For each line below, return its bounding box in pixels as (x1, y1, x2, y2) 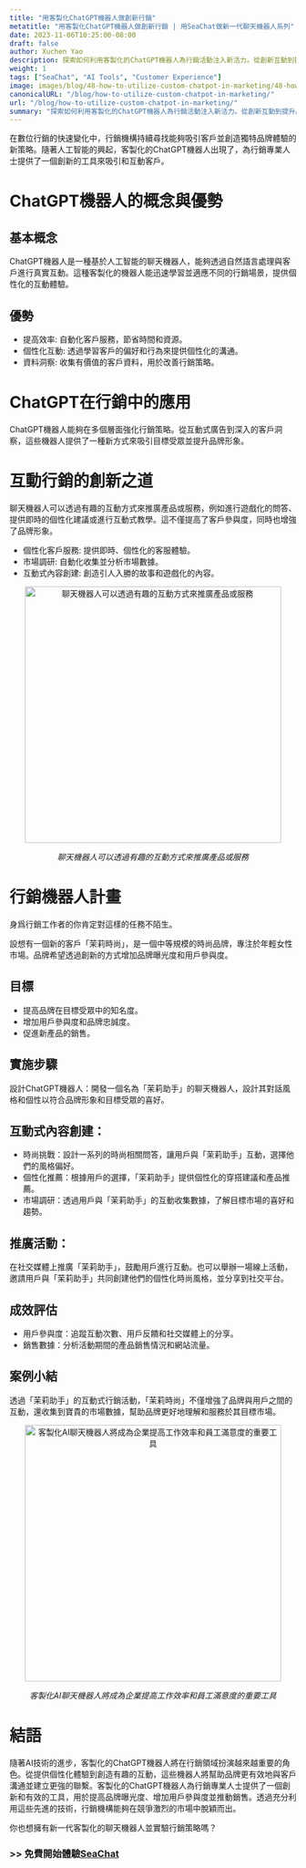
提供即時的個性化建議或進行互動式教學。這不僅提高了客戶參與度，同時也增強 (9, 514, 297, 524)
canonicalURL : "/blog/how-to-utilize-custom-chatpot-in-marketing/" (9, 89, 275, 99)
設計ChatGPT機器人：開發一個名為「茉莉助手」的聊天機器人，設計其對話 (9, 1083, 283, 1094)
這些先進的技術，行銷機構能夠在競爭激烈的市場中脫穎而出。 (16, 1802, 241, 1813)
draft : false (9, 38, 59, 48)
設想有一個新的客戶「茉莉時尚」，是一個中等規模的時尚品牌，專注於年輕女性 (9, 938, 293, 949)
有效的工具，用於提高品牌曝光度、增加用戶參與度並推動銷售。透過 (25, 1791, 273, 1802)
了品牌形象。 (9, 525, 57, 536)
